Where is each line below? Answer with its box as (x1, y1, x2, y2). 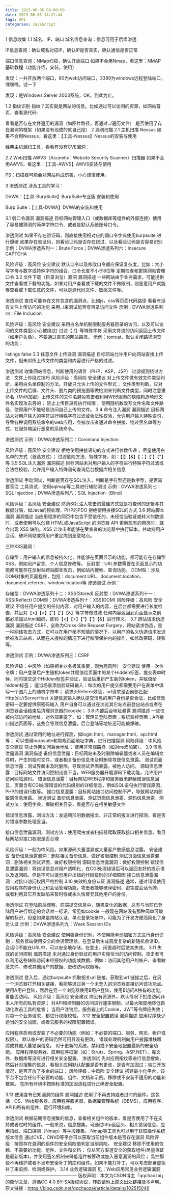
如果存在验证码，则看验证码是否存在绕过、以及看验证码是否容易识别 (19, 239, 163, 245)
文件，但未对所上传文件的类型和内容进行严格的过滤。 (5, 358, 117, 364)
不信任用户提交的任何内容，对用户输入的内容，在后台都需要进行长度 (15, 603, 158, 609)
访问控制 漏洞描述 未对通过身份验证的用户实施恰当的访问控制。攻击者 (14, 951, 159, 957)
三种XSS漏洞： (5, 543, 37, 550)
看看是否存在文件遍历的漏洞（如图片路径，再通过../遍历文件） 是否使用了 (5, 120, 158, 126)
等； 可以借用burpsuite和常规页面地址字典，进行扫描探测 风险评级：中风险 (5, 738, 162, 744)
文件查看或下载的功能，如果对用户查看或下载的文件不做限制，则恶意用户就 (5, 281, 161, 287)
